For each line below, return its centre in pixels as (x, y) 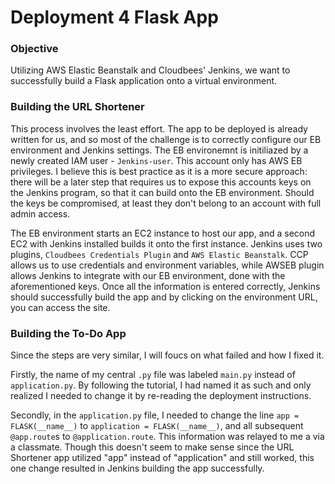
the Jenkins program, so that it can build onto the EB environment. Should (162, 192)
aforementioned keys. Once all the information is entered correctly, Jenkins (165, 286)
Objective (34, 49)
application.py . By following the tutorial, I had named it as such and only (161, 385)
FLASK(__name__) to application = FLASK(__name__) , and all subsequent (157, 426)
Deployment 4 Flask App (114, 17)
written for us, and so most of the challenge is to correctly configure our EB (166, 139)
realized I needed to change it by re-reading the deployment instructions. (161, 396)
